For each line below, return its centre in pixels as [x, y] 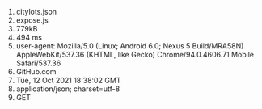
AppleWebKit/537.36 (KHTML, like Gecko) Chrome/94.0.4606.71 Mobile [135, 55]
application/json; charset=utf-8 [68, 89]
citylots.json [36, 12]
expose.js [32, 20]
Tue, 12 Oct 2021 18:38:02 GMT [68, 80]
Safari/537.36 [38, 63]
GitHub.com [36, 71]
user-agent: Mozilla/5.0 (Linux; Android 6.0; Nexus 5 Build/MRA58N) [130, 46]
